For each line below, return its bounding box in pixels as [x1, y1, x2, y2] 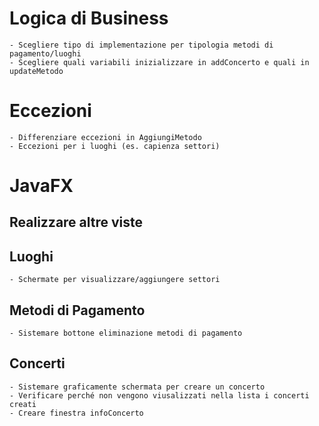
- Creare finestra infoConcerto [9, 408, 144, 418]
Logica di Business [9, 7, 169, 30]
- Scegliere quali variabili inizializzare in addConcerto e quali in [9, 57, 310, 67]
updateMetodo [9, 66, 64, 76]
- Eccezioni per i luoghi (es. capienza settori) [9, 141, 221, 151]
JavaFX [9, 175, 74, 197]
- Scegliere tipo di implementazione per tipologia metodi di [9, 40, 274, 50]
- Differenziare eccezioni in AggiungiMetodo [9, 132, 202, 142]
